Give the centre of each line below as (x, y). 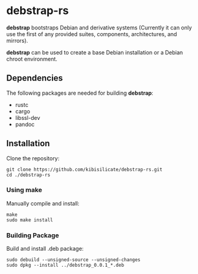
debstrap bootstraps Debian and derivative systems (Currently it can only (99, 28)
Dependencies (35, 78)
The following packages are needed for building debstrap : (80, 93)
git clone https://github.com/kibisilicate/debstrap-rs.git (85, 169)
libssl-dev (28, 117)
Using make (24, 190)
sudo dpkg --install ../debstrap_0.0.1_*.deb (65, 265)
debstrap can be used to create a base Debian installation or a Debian (95, 52)
